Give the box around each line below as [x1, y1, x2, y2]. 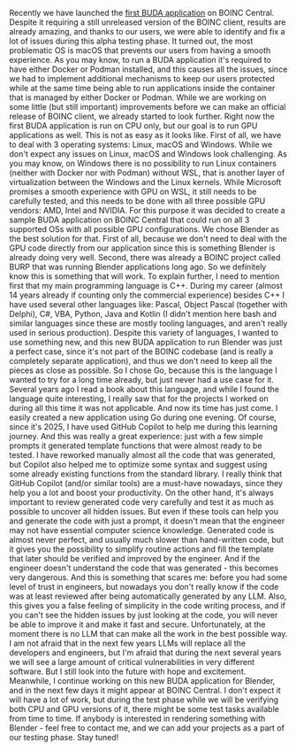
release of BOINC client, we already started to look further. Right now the [9, 111, 276, 121]
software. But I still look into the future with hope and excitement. [9, 666, 247, 677]
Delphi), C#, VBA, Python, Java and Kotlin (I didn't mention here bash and [9, 309, 277, 319]
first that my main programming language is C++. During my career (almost [9, 281, 283, 290]
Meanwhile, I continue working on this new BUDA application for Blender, [9, 676, 276, 685]
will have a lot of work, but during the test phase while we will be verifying [9, 694, 279, 705]
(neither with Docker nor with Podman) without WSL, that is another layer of [9, 167, 285, 178]
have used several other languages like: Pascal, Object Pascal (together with [9, 299, 288, 309]
